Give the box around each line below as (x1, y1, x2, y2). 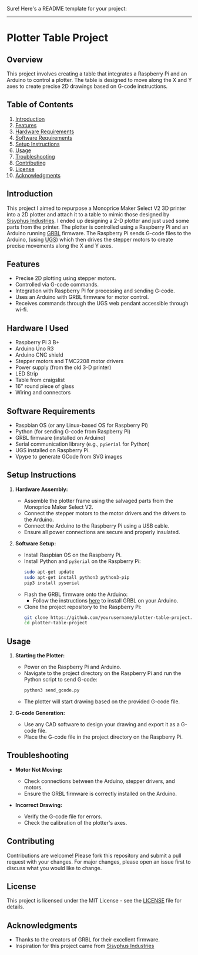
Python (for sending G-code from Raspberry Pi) (15, 428, 131, 435)
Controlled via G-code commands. (15, 281, 99, 288)
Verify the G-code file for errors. (24, 813, 102, 820)
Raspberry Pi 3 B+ (15, 339, 60, 346)
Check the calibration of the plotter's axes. (24, 819, 127, 826)
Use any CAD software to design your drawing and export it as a (24, 720, 180, 727)
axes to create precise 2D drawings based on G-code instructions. (6, 83, 168, 90)
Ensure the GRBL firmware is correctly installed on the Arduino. (24, 790, 177, 797)
